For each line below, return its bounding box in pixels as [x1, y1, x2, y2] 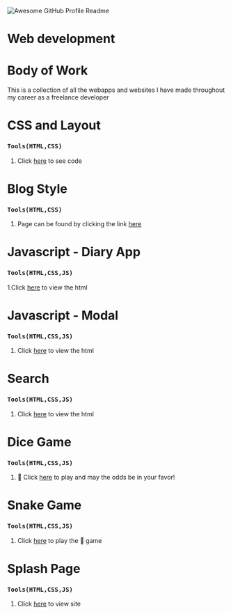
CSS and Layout [7, 118, 101, 134]
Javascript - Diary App [7, 244, 141, 260]
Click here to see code [17, 157, 82, 165]
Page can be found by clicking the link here [17, 220, 142, 228]
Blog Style [7, 181, 68, 196]
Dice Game [7, 434, 72, 450]
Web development [7, 31, 115, 47]
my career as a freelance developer [7, 93, 109, 102]
